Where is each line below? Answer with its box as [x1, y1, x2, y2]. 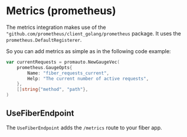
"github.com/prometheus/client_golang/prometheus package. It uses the [6, 30, 181, 37]
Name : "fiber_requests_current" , [27, 70, 110, 76]
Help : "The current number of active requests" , [27, 76, 149, 81]
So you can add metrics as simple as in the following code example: [6, 47, 171, 54]
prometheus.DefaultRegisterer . [6, 36, 82, 43]
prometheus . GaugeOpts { [17, 64, 73, 70]
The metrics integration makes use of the [6, 24, 106, 31]
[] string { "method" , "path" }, [17, 87, 88, 93]
